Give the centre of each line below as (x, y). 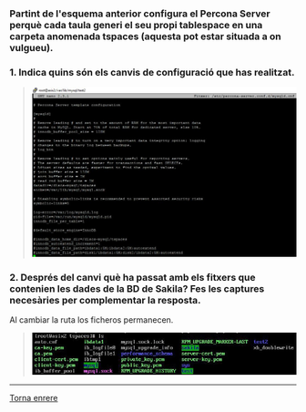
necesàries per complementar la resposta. (106, 300)
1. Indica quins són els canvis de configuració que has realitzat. (152, 72)
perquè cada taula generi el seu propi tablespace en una (136, 25)
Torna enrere (34, 397)
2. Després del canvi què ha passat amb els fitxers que (133, 277)
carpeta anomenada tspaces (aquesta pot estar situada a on (146, 36)
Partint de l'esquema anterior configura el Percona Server (140, 14)
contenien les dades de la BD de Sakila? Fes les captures (137, 288)
